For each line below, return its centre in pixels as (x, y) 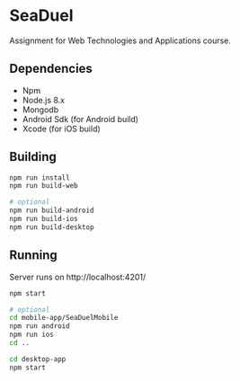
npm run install (40, 177)
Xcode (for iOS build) (61, 128)
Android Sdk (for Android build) (80, 119)
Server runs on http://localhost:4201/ (78, 277)
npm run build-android (52, 211)
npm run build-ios (44, 219)
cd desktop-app (38, 359)
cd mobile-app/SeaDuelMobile (64, 318)
